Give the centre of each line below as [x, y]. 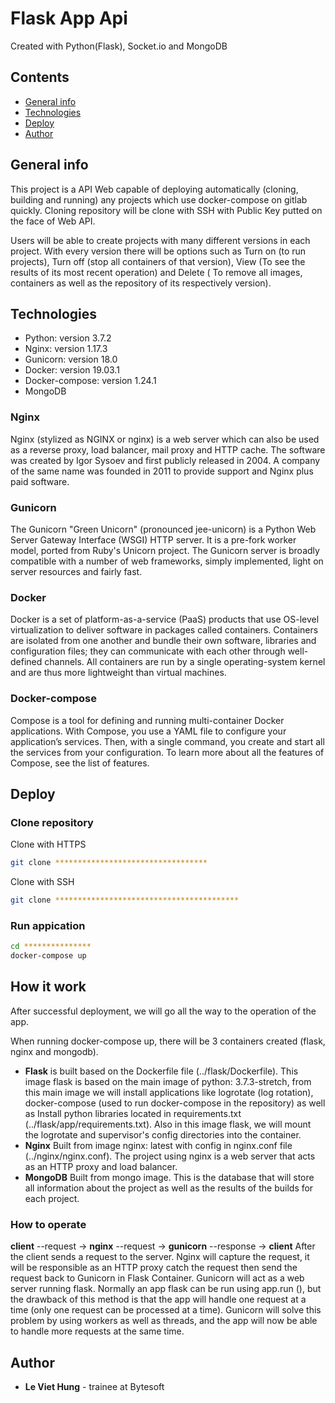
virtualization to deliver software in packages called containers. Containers [164, 630]
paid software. [40, 481]
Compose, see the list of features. [80, 763]
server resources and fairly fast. [76, 571]
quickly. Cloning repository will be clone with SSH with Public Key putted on [166, 210]
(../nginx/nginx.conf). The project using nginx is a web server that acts [170, 1156]
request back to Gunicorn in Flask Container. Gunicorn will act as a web [157, 1278]
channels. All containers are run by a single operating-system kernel [185, 662]
